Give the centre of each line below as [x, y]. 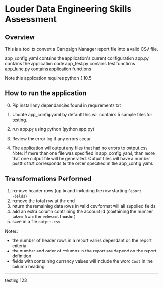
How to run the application [46, 93]
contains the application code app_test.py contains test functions [70, 63]
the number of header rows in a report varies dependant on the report [82, 240]
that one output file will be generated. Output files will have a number [81, 158]
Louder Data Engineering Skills [68, 9]
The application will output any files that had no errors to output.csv [80, 148]
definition [22, 256]
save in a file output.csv [36, 221]
